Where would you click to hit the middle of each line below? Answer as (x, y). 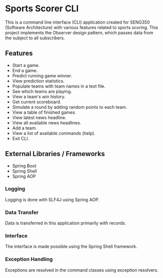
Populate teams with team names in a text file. (59, 86)
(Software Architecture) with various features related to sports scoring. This (82, 27)
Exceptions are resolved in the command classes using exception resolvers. (82, 270)
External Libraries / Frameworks (55, 154)
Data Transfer (22, 212)
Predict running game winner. (42, 76)
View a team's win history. (39, 96)
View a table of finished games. (44, 112)
